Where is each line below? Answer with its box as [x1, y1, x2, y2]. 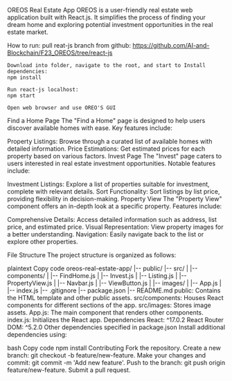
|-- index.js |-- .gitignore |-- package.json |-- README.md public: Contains [7, 286, 221, 295]
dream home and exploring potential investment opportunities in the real [7, 21, 213, 28]
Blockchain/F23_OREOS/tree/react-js [7, 48, 113, 57]
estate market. [7, 28, 48, 36]
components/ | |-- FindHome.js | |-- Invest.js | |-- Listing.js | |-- [7, 272, 187, 279]
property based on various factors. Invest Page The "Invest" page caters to [7, 152, 222, 160]
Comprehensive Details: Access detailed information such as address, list [7, 216, 217, 223]
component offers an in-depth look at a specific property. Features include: [7, 202, 222, 210]
